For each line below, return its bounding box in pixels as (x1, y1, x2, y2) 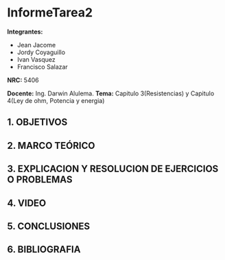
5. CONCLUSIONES (7, 220, 91, 232)
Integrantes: (7, 27, 43, 36)
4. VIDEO (7, 197, 47, 209)
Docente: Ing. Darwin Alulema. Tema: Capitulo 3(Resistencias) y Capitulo (7, 89, 215, 97)
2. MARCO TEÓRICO (7, 139, 95, 152)
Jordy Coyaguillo (16, 48, 66, 56)
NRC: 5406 (7, 75, 39, 84)
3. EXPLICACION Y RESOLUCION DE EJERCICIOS (7, 163, 219, 175)
